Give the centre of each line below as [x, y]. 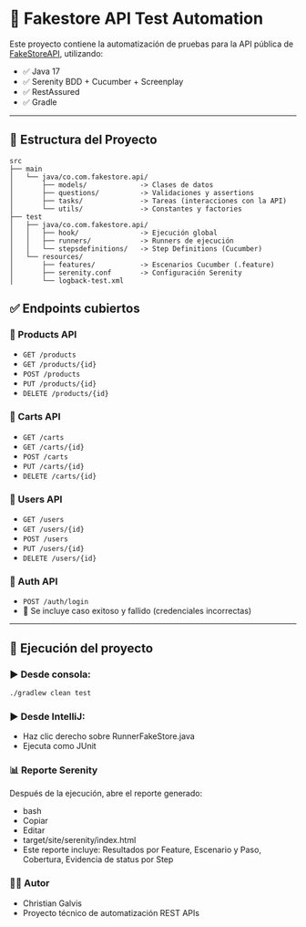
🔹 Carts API [35, 417]
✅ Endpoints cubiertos [75, 309]
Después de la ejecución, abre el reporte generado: [106, 794]
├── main [26, 169]
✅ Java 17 [41, 71]
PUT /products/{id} [60, 384]
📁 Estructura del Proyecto [83, 140]
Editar [34, 830]
